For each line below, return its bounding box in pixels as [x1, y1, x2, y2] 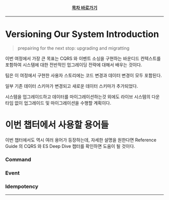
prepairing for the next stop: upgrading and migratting [17, 45, 130, 51]
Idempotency [5, 183, 39, 190]
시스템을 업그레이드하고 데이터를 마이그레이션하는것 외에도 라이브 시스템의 [5, 94, 151, 100]
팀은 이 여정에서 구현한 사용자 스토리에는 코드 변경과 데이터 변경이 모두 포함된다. [5, 73, 162, 79]
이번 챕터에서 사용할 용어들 [5, 119, 109, 131]
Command [5, 156, 31, 163]
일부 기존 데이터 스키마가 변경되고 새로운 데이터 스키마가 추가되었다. [5, 83, 138, 89]
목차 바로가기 [71, 5, 98, 11]
